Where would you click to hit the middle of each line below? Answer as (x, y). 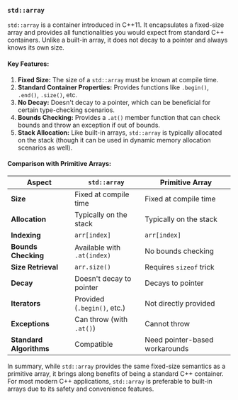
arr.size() (92, 267)
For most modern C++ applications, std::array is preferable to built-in (110, 381)
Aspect (39, 182)
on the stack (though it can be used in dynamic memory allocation (114, 140)
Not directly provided (180, 303)
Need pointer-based (179, 340)
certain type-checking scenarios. (66, 110)
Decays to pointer (174, 283)
